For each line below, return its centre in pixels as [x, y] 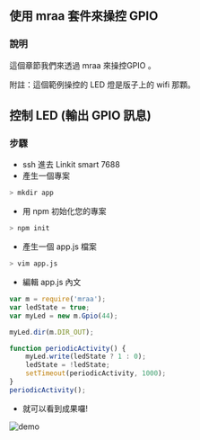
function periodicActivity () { [68, 348]
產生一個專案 [46, 176]
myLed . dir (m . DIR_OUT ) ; [52, 332]
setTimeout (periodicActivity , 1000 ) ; [96, 373]
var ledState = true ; [50, 307]
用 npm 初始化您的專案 [64, 211]
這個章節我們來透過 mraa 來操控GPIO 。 [83, 65]
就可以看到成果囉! [55, 409]
